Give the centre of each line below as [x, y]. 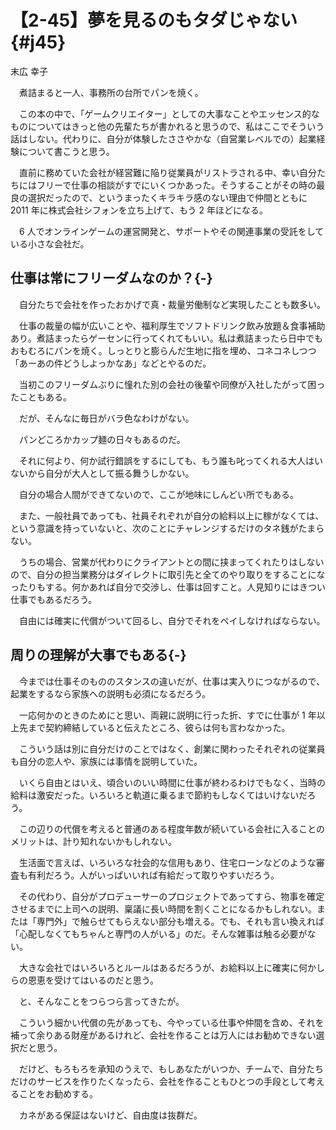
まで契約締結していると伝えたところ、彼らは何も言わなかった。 [159, 727]
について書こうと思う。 [66, 151]
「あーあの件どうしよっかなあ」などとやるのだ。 [111, 363]
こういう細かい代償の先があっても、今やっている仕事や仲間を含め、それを [171, 1022]
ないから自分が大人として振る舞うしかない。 [102, 473]
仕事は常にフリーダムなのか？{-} [111, 278]
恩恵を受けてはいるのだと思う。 [93, 980]
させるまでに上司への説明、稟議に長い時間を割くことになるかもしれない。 [163, 908]
